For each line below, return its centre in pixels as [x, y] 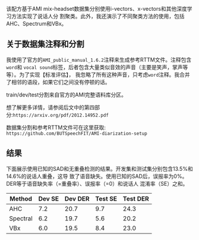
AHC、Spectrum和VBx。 [37, 24]
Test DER [136, 198]
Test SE [106, 198]
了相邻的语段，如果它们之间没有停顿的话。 [58, 82]
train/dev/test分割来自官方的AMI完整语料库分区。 [66, 95]
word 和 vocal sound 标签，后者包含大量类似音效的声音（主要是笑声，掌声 [94, 67]
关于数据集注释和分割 [45, 44]
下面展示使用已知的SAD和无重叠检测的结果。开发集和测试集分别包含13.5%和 [99, 169]
